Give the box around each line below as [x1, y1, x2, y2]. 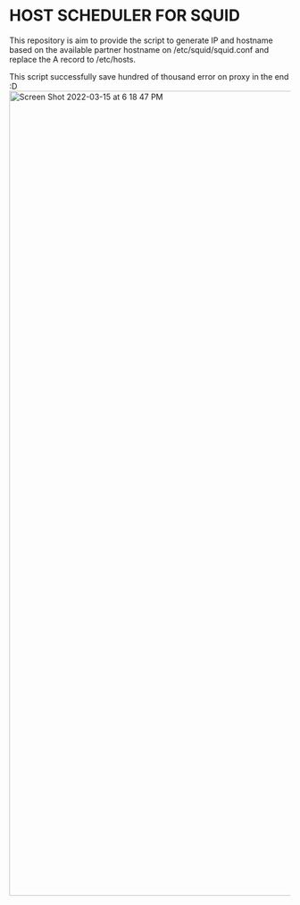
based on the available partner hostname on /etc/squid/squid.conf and [9, 44, 270, 55]
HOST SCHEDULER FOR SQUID [9, 5, 241, 26]
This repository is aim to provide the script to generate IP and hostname [9, 35, 274, 46]
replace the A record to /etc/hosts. [9, 54, 137, 64]
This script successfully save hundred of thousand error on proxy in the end [9, 71, 289, 81]
